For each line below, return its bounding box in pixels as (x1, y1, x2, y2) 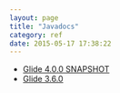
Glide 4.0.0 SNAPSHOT (22, 64, 110, 75)
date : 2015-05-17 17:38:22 (9, 38, 112, 48)
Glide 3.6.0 (22, 74, 64, 85)
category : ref (9, 30, 64, 39)
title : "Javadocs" (9, 22, 79, 31)
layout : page (9, 13, 59, 23)
